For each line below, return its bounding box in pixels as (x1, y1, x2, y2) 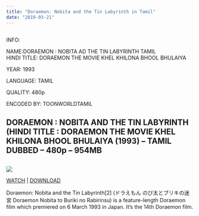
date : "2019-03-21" (6, 14, 55, 20)
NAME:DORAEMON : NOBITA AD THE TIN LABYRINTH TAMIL (6, 48, 157, 55)
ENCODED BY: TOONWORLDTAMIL (6, 100, 93, 107)
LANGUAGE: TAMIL (6, 77, 54, 84)
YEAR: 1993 (6, 65, 35, 73)
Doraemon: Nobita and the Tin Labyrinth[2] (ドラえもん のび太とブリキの (6, 189, 185, 196)
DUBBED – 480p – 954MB (6, 145, 102, 155)
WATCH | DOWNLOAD (6, 177, 61, 184)
